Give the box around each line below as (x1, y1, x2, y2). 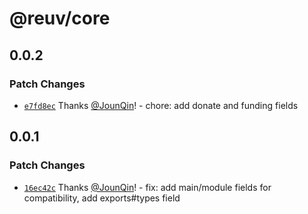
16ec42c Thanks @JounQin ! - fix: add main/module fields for (23, 181, 272, 193)
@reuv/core (9, 7, 111, 30)
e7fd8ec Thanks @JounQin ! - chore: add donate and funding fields (23, 99, 299, 111)
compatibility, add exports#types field (23, 192, 181, 204)
